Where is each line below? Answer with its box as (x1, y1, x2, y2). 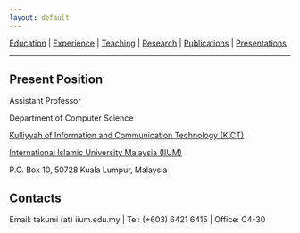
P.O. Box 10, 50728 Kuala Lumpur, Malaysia (9, 164, 168, 175)
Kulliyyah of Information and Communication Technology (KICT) (9, 130, 245, 141)
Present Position (9, 72, 104, 87)
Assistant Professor (9, 96, 82, 106)
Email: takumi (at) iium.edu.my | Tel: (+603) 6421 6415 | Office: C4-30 (9, 214, 266, 225)
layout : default (9, 12, 70, 22)
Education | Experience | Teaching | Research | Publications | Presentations (9, 37, 287, 48)
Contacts (9, 190, 62, 205)
